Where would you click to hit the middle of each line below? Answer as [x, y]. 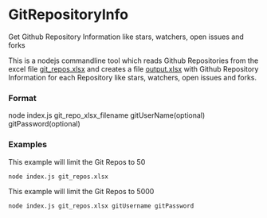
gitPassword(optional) [45, 124]
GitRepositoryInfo [69, 15]
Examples [28, 145]
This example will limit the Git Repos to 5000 [81, 192]
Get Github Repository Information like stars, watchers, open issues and [126, 37]
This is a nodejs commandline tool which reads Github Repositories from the [133, 60]
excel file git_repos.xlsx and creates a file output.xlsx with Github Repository [133, 68]
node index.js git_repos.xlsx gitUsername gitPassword [101, 206]
